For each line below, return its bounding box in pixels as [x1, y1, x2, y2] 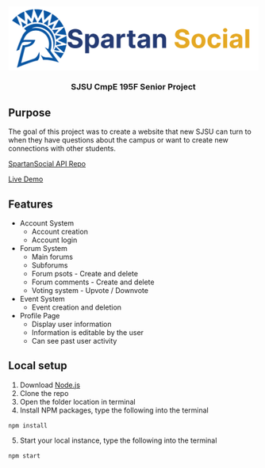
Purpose [8, 105, 52, 120]
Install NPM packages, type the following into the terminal [19, 405, 209, 415]
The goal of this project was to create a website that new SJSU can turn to [8, 127, 252, 136]
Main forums [31, 252, 74, 261]
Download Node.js [19, 380, 81, 390]
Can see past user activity [31, 336, 117, 345]
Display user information [31, 319, 113, 329]
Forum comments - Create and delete [31, 277, 155, 287]
